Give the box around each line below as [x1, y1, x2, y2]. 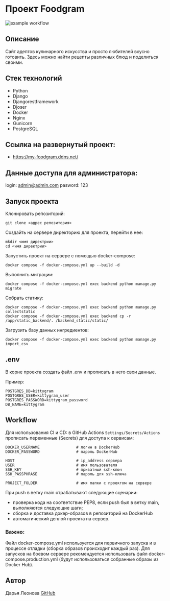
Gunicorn [12, 120, 33, 126]
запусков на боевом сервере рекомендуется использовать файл [5, 550, 148, 557]
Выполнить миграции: [5, 272, 54, 277]
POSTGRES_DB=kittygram [5, 389, 54, 394]
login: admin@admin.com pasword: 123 [5, 182, 88, 188]
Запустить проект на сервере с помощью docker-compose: [5, 253, 135, 258]
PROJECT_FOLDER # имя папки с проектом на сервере [5, 480, 152, 486]
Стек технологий [5, 74, 62, 83]
